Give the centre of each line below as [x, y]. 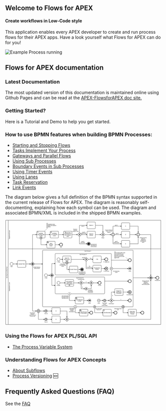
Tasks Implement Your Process [44, 150]
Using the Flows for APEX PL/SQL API [51, 336]
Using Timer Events [32, 171]
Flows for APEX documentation [55, 67]
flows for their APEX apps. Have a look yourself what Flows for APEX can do [83, 37]
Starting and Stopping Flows [41, 145]
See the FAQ [18, 404]
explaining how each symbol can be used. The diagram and [95, 207]
